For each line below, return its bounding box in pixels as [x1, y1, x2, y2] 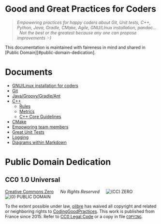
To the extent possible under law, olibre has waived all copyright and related [5, 203, 157, 209]
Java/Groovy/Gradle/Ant [12, 93, 61, 99]
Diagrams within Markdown [12, 139, 67, 145]
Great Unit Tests [12, 129, 44, 135]
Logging [12, 134, 29, 140]
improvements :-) [16, 35, 52, 41]
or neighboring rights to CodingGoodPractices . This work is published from [5, 208, 155, 214]
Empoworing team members [12, 124, 69, 130]
